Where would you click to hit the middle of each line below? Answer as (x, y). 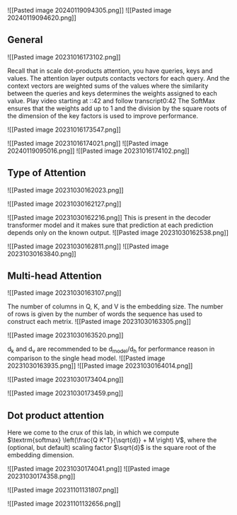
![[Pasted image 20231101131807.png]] (63, 490)
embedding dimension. (41, 455)
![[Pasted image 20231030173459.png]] (65, 393)
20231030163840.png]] (42, 253)
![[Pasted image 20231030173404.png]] (65, 380)
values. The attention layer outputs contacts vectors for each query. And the (118, 78)
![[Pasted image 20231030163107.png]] (64, 293)
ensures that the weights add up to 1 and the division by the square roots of (117, 108)
